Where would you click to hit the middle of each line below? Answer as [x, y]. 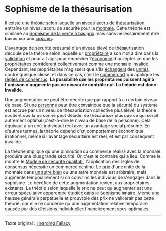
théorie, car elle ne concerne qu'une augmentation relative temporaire [77, 203]
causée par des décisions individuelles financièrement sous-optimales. [77, 209]
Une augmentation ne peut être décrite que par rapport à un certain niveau [81, 99]
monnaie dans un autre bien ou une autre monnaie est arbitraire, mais [76, 172]
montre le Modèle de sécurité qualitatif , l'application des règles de [72, 161]
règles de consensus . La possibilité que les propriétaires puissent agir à [80, 79]
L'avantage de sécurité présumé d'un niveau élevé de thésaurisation [75, 48]
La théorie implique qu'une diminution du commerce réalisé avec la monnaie [83, 151]
